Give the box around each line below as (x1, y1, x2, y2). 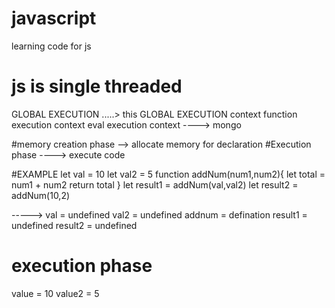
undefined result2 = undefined (11, 219, 138, 231)
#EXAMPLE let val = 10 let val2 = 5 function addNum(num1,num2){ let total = (11, 168, 326, 180)
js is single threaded (11, 75, 183, 98)
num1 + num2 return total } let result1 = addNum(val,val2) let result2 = (11, 178, 299, 191)
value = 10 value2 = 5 (11, 287, 100, 299)
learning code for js (11, 40, 92, 52)
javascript (11, 7, 97, 30)
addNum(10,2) (11, 189, 71, 201)
